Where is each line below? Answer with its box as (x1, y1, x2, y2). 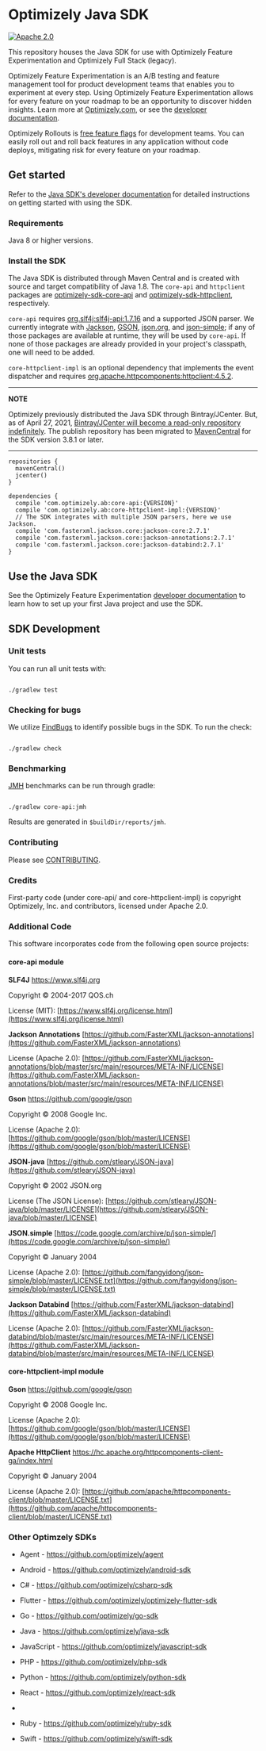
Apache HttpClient (8, 1447, 71, 1457)
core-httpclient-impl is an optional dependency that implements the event (8, 363, 254, 373)
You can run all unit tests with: (8, 664, 107, 673)
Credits (8, 875, 37, 886)
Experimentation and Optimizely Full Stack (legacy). (8, 56, 177, 65)
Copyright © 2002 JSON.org (8, 1180, 102, 1190)
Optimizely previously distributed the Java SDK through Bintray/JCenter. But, (8, 410, 258, 420)
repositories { (8, 458, 59, 466)
